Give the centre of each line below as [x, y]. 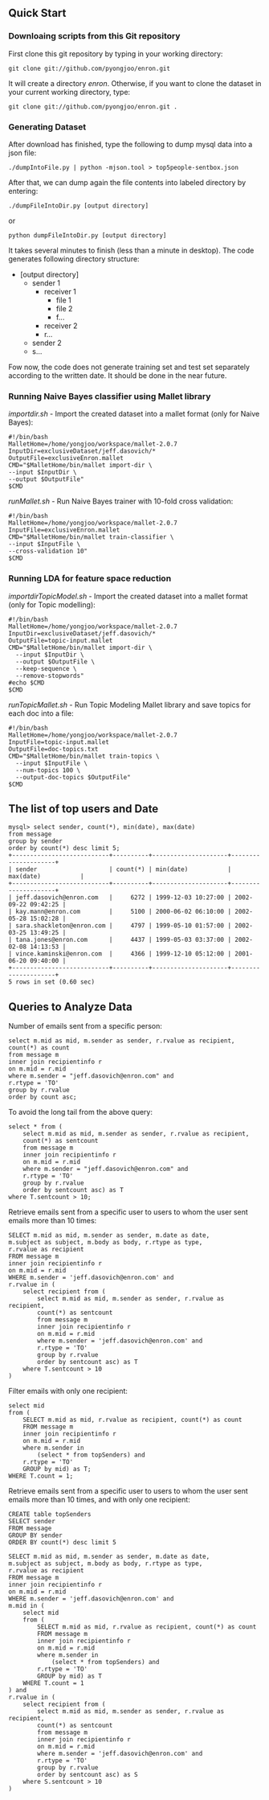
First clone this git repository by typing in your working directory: [116, 53]
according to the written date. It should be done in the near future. [118, 375]
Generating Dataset [47, 126]
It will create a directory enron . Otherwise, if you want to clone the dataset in [135, 83]
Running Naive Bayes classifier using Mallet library [110, 396]
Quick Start [37, 13]
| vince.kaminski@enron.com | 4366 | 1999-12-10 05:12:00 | [120, 954]
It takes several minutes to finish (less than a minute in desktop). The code [131, 250]
